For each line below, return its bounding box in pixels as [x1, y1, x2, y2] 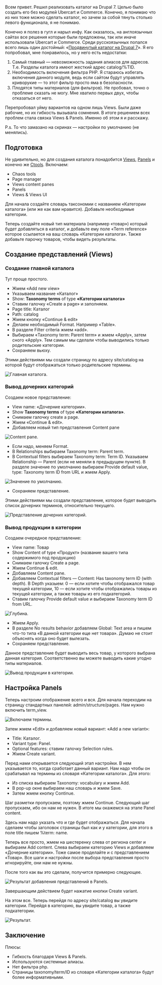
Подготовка [5, 143, 43, 152]
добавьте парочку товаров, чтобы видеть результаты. [5, 236, 117, 242]
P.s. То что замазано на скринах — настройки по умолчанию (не [5, 124, 139, 130]
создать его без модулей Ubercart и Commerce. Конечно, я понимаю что [5, 9, 156, 15]
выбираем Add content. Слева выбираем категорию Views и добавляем [5, 844, 154, 850]
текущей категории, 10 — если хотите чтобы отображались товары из [12, 586, 157, 592]
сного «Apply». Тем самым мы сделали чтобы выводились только [12, 337, 149, 343]
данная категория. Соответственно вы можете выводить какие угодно [5, 655, 152, 661]
